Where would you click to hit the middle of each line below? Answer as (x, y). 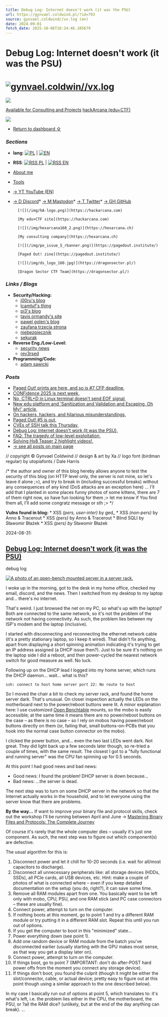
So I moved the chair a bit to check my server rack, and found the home (80, 693)
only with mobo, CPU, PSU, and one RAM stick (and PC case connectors (87, 898)
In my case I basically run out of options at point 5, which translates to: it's (82, 993)
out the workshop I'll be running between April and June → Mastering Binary (84, 816)
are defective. (20, 842)
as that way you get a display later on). (53, 952)
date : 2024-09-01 (24, 24)
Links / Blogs (22, 284)
